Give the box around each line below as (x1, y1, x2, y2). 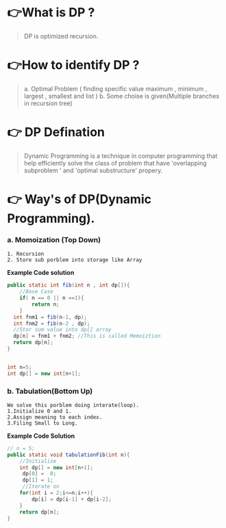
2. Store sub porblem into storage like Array (7, 256, 142, 263)
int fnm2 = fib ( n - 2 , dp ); (13, 320, 90, 327)
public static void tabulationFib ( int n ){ (7, 451, 130, 458)
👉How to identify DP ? (7, 57, 140, 73)
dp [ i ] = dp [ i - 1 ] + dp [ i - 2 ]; (32, 496, 112, 503)
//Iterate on (22, 483, 60, 490)
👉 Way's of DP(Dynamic (7, 192, 152, 207)
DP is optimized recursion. (23, 31, 99, 40)
